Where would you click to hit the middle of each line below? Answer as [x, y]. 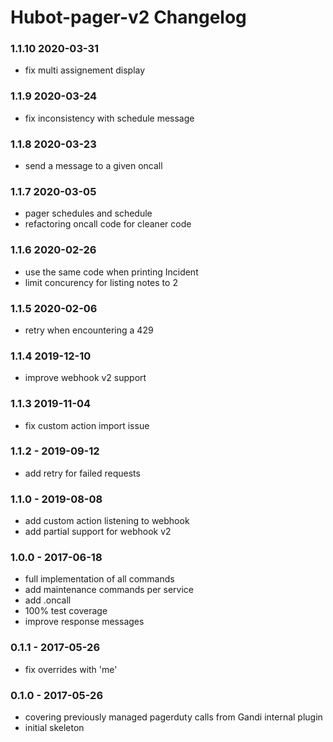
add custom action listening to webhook [107, 521]
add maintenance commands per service [109, 590]
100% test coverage [66, 611]
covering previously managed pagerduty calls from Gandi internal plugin [173, 717]
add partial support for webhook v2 [98, 532]
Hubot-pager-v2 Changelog [128, 17]
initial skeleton [54, 728]
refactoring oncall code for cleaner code [108, 224]
